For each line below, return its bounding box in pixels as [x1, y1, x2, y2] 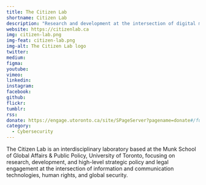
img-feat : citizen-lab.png [6, 37, 75, 43]
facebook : [6, 89, 32, 95]
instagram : [6, 83, 34, 89]
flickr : [6, 100, 26, 106]
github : [6, 94, 26, 100]
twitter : [6, 49, 29, 55]
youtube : [6, 66, 29, 72]
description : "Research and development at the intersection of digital [6, 20, 196, 26]
